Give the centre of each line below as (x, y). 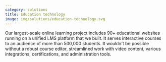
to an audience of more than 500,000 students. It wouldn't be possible (77, 44)
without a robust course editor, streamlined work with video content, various (83, 49)
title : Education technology (35, 14)
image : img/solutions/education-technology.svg (55, 19)
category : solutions (27, 10)
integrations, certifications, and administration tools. (58, 54)
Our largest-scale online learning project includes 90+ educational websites (83, 33)
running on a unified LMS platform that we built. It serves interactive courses (83, 38)
